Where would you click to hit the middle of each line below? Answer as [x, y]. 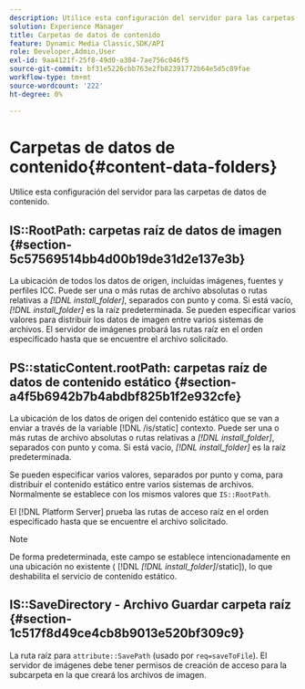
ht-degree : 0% [36, 94]
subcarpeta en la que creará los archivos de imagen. [108, 674]
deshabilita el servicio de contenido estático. [93, 577]
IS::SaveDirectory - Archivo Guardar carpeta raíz [150, 605]
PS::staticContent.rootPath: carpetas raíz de [138, 367]
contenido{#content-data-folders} [143, 167]
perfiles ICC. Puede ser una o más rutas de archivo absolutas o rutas [138, 291]
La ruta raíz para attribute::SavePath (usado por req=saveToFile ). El [138, 655]
